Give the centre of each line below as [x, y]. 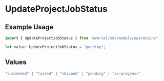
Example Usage [29, 27]
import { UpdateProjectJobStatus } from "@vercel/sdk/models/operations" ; [83, 38]
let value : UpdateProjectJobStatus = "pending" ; [55, 47]
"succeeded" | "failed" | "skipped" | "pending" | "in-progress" [73, 73]
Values [16, 62]
